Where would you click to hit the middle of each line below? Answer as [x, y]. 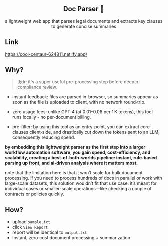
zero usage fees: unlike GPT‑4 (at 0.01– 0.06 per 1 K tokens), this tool [83, 112]
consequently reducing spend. [44, 137]
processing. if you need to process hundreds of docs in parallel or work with [84, 178]
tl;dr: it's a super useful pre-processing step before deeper [78, 82]
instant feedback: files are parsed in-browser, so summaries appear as [85, 97]
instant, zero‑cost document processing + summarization [71, 238]
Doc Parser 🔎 [84, 9]
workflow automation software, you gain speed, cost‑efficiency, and [78, 152]
